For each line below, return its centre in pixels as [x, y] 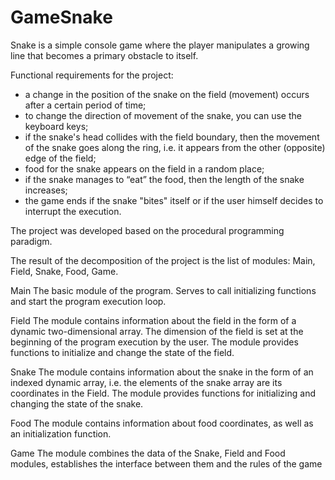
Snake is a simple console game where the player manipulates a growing [160, 45]
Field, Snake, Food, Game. [64, 271]
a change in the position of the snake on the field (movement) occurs [167, 94]
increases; [46, 190]
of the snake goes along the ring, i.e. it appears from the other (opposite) [175, 147]
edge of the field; [60, 158]
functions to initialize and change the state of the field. [122, 352]
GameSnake [61, 17]
